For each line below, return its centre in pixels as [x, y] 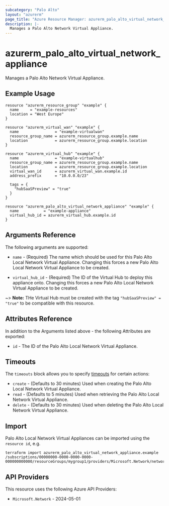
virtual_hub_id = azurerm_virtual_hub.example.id [63, 215]
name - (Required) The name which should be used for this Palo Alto [82, 257]
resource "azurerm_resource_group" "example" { [56, 105]
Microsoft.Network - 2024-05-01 [47, 498]
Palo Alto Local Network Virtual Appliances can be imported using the [77, 438]
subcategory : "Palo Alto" [32, 10]
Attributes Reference [39, 319]
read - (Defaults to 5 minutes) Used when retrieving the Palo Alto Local [86, 394]
